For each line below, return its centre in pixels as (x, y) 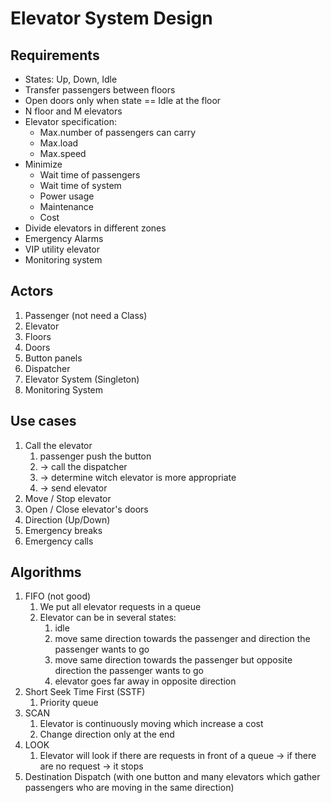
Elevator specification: (70, 121)
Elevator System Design (111, 18)
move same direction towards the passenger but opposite (173, 660)
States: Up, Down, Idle (71, 79)
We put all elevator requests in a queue (120, 607)
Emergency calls (59, 541)
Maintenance (66, 206)
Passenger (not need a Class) (86, 315)
